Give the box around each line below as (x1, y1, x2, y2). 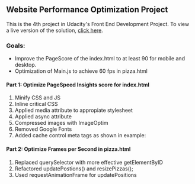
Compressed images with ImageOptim (14, 120, 108, 127)
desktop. (14, 62, 37, 69)
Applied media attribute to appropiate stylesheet (14, 106, 133, 114)
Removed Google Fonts (14, 125, 72, 133)
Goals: (6, 41, 25, 50)
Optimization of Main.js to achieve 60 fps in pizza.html (14, 67, 148, 75)
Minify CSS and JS (14, 94, 61, 101)
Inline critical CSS (14, 101, 58, 108)
